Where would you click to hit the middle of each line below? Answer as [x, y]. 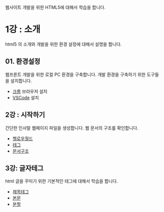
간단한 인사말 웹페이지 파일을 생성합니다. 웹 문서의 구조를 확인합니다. [72, 128]
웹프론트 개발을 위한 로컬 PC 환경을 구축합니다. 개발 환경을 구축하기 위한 [75, 74]
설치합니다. [21, 80]
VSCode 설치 [25, 97]
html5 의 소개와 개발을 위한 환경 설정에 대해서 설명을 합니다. [63, 44]
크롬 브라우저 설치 [30, 91]
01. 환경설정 [23, 61]
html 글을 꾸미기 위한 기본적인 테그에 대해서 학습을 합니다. [62, 181]
